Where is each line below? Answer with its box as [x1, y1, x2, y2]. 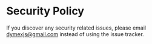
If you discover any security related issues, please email [6, 24, 147, 31]
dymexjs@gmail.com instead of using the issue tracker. [6, 30, 144, 37]
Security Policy [6, 4, 85, 18]
